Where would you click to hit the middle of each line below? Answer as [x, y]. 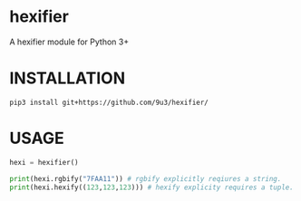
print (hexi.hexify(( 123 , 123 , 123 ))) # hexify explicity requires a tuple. [152, 187]
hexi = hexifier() [44, 162]
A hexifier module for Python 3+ [69, 42]
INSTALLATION [67, 78]
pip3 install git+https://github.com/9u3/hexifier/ [109, 102]
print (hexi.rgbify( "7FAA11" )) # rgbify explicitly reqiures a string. [146, 178]
